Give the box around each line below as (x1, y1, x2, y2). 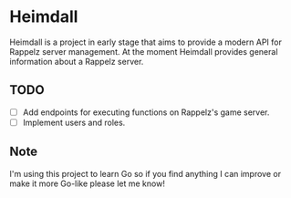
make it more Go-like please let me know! (9, 178, 166, 189)
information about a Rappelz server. (9, 56, 144, 67)
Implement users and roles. (22, 117, 126, 128)
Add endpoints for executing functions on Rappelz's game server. (22, 107, 270, 118)
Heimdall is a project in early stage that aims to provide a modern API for (9, 36, 283, 47)
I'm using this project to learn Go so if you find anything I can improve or (9, 168, 281, 179)
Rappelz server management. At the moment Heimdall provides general (9, 46, 278, 57)
